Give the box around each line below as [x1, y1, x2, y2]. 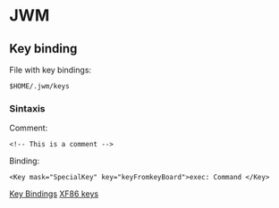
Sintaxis [9, 102, 46, 114]
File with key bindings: [9, 64, 92, 75]
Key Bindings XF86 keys [9, 188, 99, 199]
